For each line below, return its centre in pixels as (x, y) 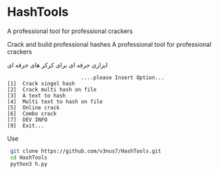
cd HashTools (29, 157)
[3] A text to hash (37, 96)
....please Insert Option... (123, 77)
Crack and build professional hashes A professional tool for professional (109, 44)
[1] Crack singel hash (41, 83)
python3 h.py (29, 164)
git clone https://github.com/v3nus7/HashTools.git (86, 151)
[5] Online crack (33, 107)
